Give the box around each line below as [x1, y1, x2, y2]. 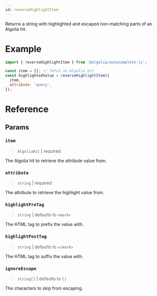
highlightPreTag [5, 202, 45, 208]
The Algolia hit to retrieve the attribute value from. [5, 158, 107, 164]
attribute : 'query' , [9, 83, 52, 87]
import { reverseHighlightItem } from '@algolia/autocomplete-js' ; [5, 60, 148, 65]
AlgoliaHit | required [17, 148, 61, 154]
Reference [5, 104, 49, 115]
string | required [17, 180, 52, 186]
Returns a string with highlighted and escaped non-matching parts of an [5, 21, 153, 27]
